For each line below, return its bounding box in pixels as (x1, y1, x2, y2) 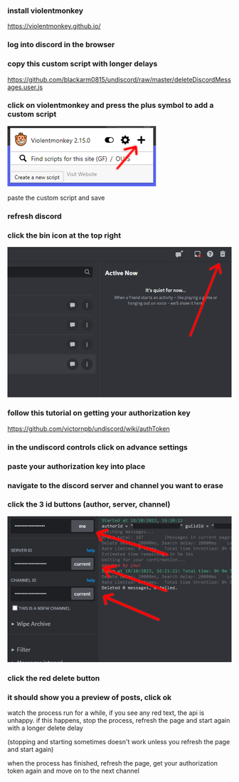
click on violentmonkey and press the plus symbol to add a (7, 101, 214, 111)
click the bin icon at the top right (7, 230, 122, 240)
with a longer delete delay (7, 723, 83, 733)
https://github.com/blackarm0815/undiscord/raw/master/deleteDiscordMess (7, 75, 231, 83)
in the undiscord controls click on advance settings (7, 442, 188, 452)
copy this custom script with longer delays (7, 59, 158, 69)
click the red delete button (7, 673, 100, 683)
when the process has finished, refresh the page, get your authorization (7, 759, 218, 768)
